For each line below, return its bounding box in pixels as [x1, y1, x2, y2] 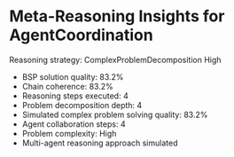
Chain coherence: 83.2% [21, 81, 113, 91]
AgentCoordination [9, 25, 153, 45]
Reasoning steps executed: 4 [21, 90, 129, 101]
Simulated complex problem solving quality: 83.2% [21, 109, 208, 120]
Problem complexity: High [21, 128, 117, 138]
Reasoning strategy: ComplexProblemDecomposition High [9, 54, 222, 65]
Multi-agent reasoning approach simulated [21, 137, 178, 148]
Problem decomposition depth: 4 [21, 99, 143, 110]
